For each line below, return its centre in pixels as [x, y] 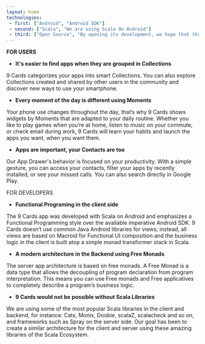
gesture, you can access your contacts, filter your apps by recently [91, 168]
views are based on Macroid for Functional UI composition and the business [102, 236]
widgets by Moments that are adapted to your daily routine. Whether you [98, 119]
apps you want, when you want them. [53, 138]
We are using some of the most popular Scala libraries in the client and [95, 309]
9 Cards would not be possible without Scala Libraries [85, 297]
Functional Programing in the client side [67, 205]
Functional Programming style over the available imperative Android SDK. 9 [101, 223]
